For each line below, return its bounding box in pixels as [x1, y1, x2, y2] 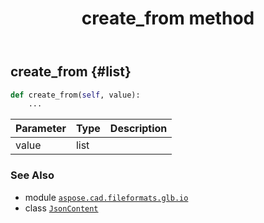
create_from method [81, 7, 255, 30]
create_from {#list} [10, 63, 132, 81]
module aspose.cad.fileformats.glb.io [24, 191, 189, 203]
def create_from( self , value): [10, 90, 141, 100]
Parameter [15, 122, 67, 136]
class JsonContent [24, 202, 99, 214]
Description [109, 122, 168, 136]
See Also [10, 168, 55, 182]
